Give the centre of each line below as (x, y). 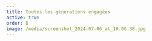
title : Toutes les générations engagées (59, 12)
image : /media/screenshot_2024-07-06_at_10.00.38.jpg (76, 29)
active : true (23, 17)
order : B (17, 23)
